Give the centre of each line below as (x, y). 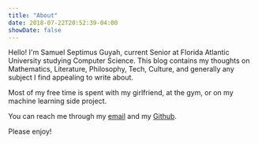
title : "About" (33, 15)
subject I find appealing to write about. (71, 78)
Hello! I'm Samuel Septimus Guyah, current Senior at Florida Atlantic (119, 53)
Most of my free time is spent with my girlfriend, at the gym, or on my (121, 93)
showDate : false (35, 30)
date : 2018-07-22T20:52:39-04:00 (63, 23)
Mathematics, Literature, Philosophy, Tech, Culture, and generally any (121, 69)
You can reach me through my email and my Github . (93, 116)
